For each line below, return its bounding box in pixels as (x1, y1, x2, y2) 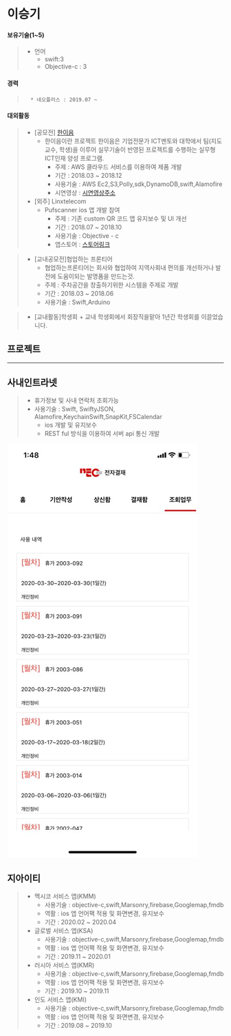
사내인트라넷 (7, 377, 57, 388)
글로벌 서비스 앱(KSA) (34, 926, 93, 935)
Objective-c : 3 (44, 63, 87, 71)
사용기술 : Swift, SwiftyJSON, (34, 405, 115, 414)
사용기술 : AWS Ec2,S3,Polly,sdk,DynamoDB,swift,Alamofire (54, 180, 223, 188)
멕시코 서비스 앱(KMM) (34, 892, 96, 900)
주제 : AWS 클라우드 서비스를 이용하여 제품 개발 (54, 163, 182, 171)
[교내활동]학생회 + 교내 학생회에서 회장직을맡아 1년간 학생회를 (34, 312, 200, 321)
